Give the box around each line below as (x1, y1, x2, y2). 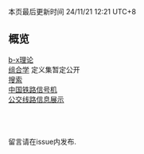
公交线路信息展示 (8, 94, 64, 104)
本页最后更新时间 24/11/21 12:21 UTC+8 (8, 7, 137, 16)
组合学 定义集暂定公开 (8, 64, 80, 74)
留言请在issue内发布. (8, 137, 77, 146)
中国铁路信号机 (8, 84, 57, 94)
